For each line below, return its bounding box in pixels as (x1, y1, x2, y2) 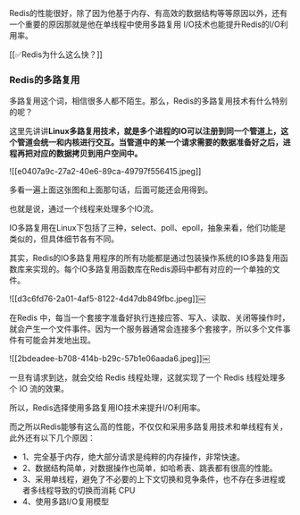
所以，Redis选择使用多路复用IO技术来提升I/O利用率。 (9, 402, 205, 413)
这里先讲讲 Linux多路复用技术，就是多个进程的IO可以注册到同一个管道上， (9, 126, 281, 137)
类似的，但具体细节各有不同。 (9, 233, 119, 244)
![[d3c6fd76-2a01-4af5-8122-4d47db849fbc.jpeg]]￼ (9, 293, 207, 304)
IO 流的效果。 (19, 384, 70, 394)
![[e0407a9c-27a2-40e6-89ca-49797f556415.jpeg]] (9, 166, 202, 177)
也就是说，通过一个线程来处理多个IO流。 (9, 204, 159, 215)
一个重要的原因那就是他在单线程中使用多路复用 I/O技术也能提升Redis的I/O (9, 19, 281, 30)
